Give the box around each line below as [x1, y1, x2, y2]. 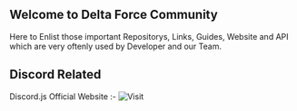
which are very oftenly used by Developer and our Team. [9, 41, 223, 51]
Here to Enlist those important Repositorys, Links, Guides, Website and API [9, 31, 289, 42]
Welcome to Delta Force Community [9, 7, 218, 23]
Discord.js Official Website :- [9, 90, 116, 102]
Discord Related [9, 67, 102, 82]
